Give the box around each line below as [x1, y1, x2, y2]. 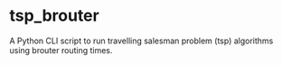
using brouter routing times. [9, 44, 113, 55]
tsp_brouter [9, 5, 99, 26]
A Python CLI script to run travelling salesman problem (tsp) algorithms [9, 35, 274, 46]
